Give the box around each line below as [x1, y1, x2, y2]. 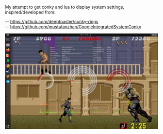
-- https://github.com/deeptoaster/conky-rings [5, 19, 98, 24]
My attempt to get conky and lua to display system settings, [5, 4, 125, 10]
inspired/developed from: [5, 9, 56, 15]
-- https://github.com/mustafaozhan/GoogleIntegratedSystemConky [5, 24, 142, 30]
